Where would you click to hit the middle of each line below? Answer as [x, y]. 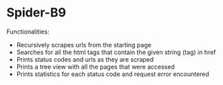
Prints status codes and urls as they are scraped [85, 59]
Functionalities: [28, 32]
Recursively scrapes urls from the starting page [84, 45]
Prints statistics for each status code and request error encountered [113, 74]
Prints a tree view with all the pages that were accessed [95, 66]
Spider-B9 [36, 13]
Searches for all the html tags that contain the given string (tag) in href [116, 52]
